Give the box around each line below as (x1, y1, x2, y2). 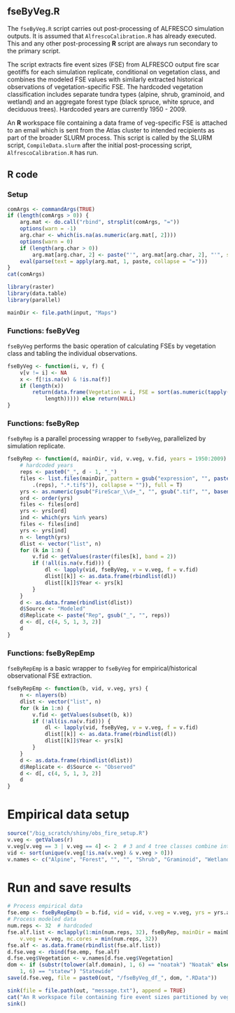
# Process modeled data (7, 915, 77, 923)
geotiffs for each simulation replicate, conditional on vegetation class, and (7, 67, 220, 76)
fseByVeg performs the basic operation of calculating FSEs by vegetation (7, 342, 216, 350)
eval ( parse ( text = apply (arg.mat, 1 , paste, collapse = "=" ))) (20, 257, 208, 265)
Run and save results (7, 880, 131, 895)
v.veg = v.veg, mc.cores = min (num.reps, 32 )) (20, 935, 158, 942)
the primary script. (7, 46, 61, 55)
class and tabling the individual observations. (7, 349, 138, 357)
